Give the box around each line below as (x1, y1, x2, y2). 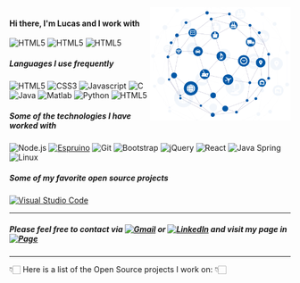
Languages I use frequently (9, 58, 114, 69)
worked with (9, 120, 57, 130)
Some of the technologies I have (9, 110, 132, 121)
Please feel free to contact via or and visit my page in (9, 223, 287, 234)
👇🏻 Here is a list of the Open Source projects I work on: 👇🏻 (9, 264, 227, 275)
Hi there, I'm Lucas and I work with (9, 18, 140, 29)
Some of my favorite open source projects (9, 172, 169, 183)
